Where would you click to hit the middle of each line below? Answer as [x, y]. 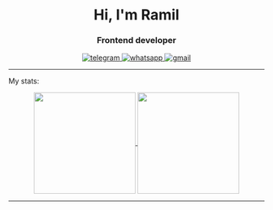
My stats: [24, 81]
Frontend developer [136, 41]
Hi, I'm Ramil [136, 15]
